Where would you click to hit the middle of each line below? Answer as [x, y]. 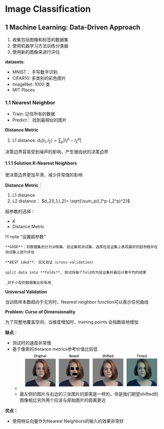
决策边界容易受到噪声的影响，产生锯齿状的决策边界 [57, 152]
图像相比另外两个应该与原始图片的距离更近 [63, 400]
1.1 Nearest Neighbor [30, 102]
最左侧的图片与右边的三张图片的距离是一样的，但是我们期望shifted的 [89, 394]
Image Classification [48, 9]
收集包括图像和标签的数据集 [40, 40]
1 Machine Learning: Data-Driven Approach [73, 27]
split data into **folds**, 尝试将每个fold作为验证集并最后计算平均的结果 [76, 272]
